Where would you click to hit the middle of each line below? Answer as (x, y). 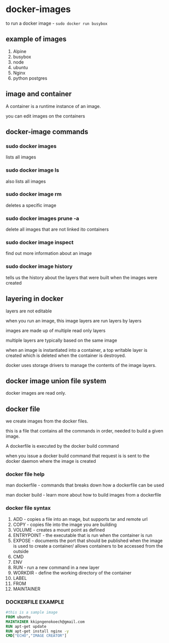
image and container (39, 94)
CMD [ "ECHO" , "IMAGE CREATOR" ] (36, 636)
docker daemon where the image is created (51, 461)
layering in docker (34, 299)
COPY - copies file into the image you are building (65, 524)
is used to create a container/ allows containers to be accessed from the (88, 546)
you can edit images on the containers (45, 116)
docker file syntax (28, 508)
